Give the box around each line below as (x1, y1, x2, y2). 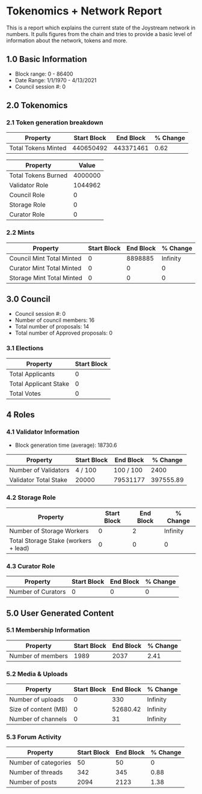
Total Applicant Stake (9, 380, 70, 388)
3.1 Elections (6, 344, 44, 353)
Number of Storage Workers (9, 527, 89, 535)
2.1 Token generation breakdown (6, 118, 103, 127)
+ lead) (9, 544, 30, 552)
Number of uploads (9, 696, 64, 704)
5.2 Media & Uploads (6, 670, 68, 678)
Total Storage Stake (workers (9, 536, 92, 545)
